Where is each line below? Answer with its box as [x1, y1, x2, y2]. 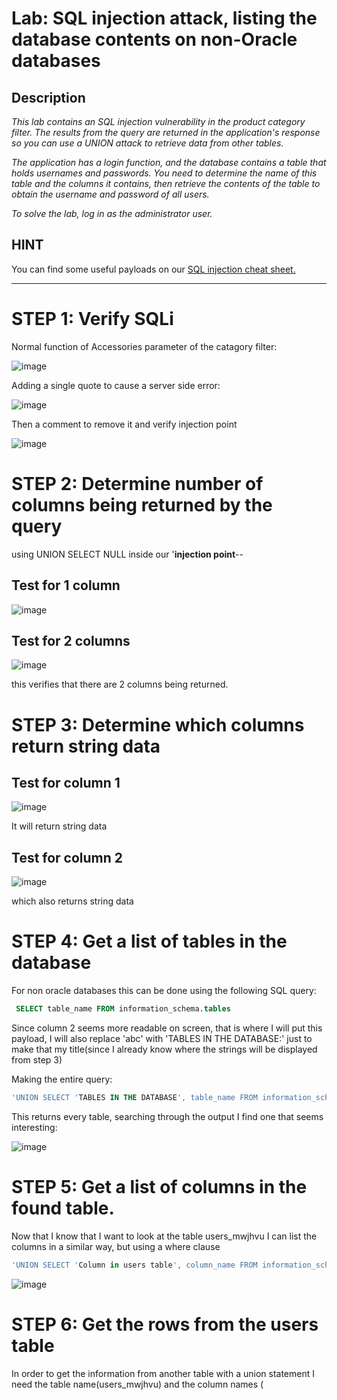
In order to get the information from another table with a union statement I [11, 1367, 315, 1379]
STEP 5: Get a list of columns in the [11, 1176, 308, 1198]
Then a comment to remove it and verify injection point [11, 418, 238, 430]
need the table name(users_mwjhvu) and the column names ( [11, 1378, 264, 1390]
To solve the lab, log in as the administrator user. [11, 208, 213, 219]
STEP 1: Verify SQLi [11, 308, 174, 330]
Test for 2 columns [11, 632, 131, 649]
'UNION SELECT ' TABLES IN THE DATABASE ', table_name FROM [11, 1092, 258, 1102]
